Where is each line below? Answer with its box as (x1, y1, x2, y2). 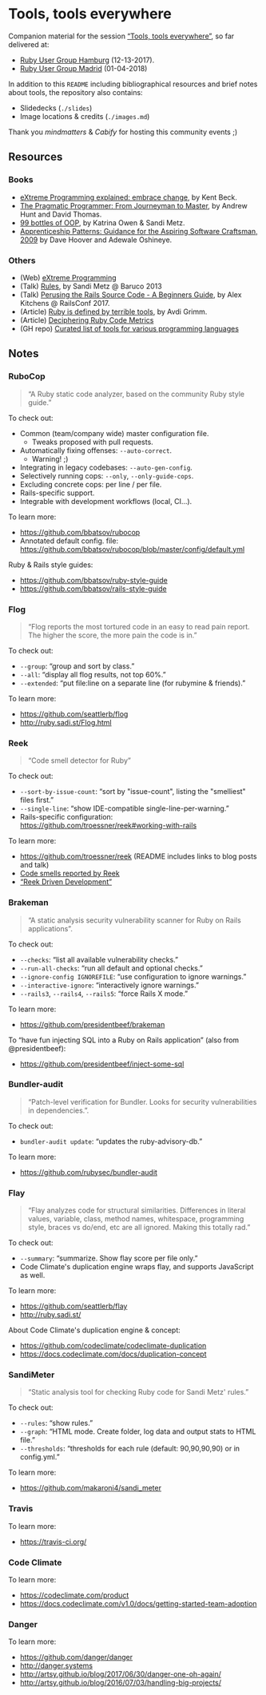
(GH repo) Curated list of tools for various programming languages (19, 324, 240, 333)
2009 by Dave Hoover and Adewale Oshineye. (19, 235, 173, 244)
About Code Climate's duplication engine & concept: (8, 1325, 181, 1335)
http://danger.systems (19, 1661, 93, 1670)
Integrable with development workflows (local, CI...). (19, 496, 193, 506)
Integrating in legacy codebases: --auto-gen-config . (19, 462, 193, 472)
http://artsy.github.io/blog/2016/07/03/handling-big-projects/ (19, 1678, 222, 1688)
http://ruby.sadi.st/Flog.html (19, 717, 112, 727)
